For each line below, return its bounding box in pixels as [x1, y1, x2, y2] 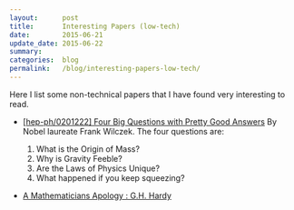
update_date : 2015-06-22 [9, 38, 103, 48]
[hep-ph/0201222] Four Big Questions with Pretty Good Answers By [22, 115, 278, 127]
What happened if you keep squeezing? [35, 172, 185, 183]
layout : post [9, 13, 79, 23]
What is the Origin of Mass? [35, 143, 141, 155]
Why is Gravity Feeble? [35, 153, 122, 164]
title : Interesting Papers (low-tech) [9, 22, 181, 31]
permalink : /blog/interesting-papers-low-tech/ [9, 65, 201, 74]
